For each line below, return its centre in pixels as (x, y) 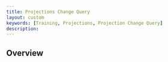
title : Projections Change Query (48, 12)
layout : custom (25, 17)
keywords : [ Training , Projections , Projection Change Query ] (85, 23)
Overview (25, 53)
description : (23, 29)
